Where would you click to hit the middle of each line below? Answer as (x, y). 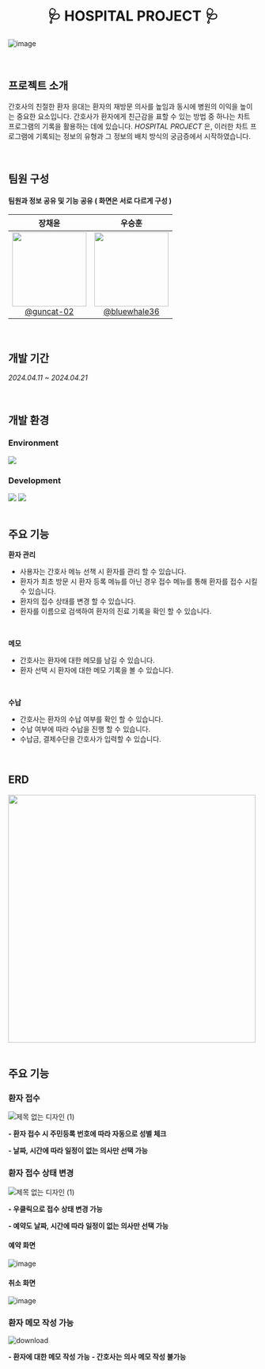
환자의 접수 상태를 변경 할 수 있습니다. (78, 601)
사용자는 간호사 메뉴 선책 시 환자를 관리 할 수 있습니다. (103, 571)
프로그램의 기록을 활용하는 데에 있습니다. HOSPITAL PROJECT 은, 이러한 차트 (129, 126)
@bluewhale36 (131, 312)
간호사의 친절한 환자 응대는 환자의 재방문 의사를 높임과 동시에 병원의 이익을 (123, 106)
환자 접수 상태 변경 (41, 1173)
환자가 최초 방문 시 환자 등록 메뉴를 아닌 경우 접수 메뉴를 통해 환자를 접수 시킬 (138, 581)
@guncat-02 (49, 312)
